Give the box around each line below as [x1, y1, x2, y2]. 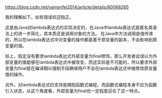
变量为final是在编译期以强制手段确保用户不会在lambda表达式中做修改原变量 [5, 65, 158, 71]
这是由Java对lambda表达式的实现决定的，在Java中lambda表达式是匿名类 [5, 24, 153, 30]
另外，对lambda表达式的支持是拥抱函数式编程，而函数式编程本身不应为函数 [5, 82, 158, 87]
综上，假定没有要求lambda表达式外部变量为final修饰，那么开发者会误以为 [5, 53, 153, 59]
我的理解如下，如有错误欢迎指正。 [5, 14, 74, 20]
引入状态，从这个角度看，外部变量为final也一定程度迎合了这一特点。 [5, 88, 143, 94]
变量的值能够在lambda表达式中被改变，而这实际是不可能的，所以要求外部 [9, 59, 158, 65]
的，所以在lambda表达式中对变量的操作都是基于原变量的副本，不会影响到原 [5, 37, 158, 42]
